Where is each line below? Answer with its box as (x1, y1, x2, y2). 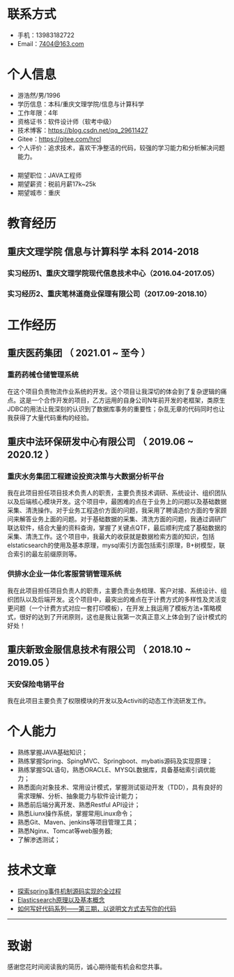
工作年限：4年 (17, 108, 58, 117)
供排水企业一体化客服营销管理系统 (7, 569, 122, 579)
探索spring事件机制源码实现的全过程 (17, 887, 122, 895)
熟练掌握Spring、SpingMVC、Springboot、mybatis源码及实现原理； (17, 757, 213, 765)
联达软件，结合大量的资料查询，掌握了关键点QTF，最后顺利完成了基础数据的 (7, 523, 227, 532)
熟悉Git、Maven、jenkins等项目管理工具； (17, 818, 139, 827)
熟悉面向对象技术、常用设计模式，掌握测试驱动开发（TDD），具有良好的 (17, 783, 223, 792)
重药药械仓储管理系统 (7, 370, 79, 379)
